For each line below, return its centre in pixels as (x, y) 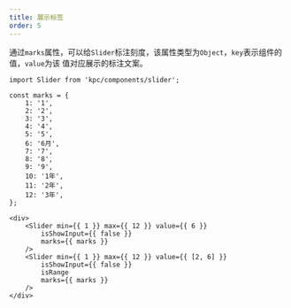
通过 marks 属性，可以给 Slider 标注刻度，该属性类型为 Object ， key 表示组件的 (146, 52)
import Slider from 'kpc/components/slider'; (94, 80)
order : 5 (25, 26)
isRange (55, 272)
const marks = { (39, 95)
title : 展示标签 (36, 17)
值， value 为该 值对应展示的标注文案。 (78, 63)
